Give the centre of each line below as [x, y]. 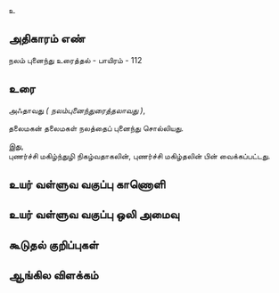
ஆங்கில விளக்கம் [53, 276]
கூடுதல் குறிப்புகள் [53, 244]
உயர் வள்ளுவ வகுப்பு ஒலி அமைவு [94, 215]
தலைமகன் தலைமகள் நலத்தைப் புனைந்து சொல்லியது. [96, 128]
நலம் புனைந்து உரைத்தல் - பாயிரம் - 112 [75, 60]
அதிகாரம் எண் [47, 39]
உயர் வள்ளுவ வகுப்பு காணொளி [87, 185]
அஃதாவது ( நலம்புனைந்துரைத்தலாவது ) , [77, 110]
